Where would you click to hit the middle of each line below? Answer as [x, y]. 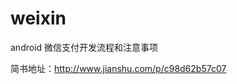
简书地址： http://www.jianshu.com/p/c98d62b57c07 [118, 68]
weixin [38, 18]
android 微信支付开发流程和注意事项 [84, 47]
